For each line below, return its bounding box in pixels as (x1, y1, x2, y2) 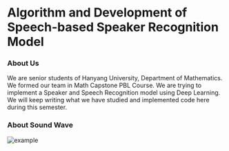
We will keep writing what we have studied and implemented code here (7, 96, 210, 104)
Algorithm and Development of (7, 5, 188, 21)
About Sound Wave (7, 120, 74, 130)
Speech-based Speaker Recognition (7, 19, 219, 35)
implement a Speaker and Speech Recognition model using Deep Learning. (7, 89, 221, 97)
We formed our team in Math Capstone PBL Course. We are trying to (7, 81, 202, 90)
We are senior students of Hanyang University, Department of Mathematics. (7, 74, 223, 82)
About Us (7, 58, 39, 68)
